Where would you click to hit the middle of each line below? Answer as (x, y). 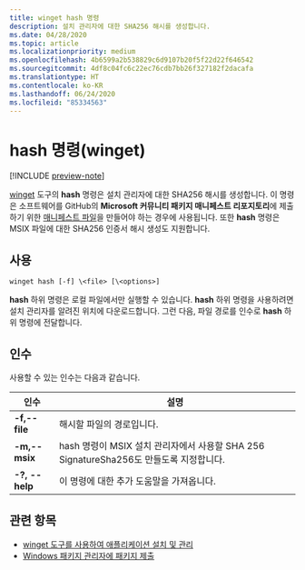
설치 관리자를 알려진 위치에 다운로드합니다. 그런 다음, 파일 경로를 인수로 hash (146, 311)
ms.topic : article (44, 43)
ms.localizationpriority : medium (73, 52)
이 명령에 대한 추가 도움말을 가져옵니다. (137, 481)
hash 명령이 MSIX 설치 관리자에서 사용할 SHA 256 (162, 445)
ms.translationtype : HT (54, 77)
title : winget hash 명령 (54, 18)
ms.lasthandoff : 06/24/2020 (63, 94)
